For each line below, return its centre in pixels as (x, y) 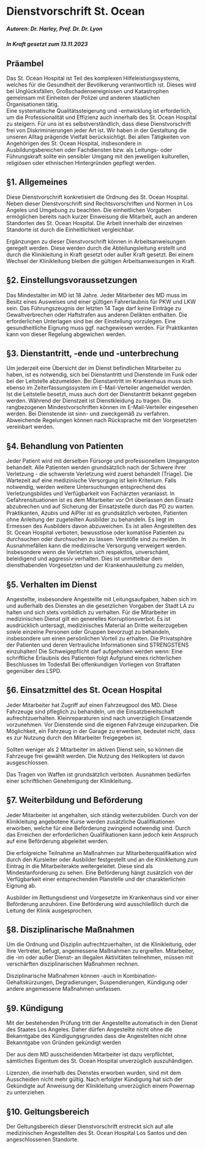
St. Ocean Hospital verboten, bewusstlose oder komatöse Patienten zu (95, 532)
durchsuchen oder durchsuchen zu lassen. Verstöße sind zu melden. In (96, 539)
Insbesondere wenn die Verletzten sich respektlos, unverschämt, (88, 552)
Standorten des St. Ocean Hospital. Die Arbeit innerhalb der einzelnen (95, 223)
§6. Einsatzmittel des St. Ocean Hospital (84, 690)
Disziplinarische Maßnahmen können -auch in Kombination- (82, 976)
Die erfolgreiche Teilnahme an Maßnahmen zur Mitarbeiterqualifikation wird (102, 853)
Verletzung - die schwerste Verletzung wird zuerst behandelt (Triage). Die (99, 474)
